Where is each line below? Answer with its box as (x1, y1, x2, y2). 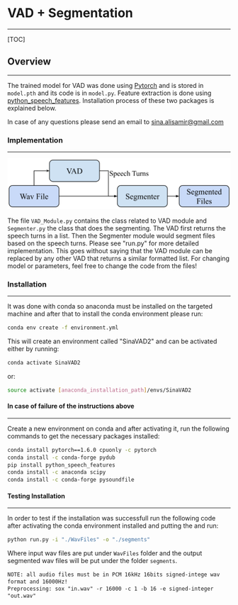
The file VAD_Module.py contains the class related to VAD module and (7, 216, 208, 225)
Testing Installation (7, 492, 65, 500)
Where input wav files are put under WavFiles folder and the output (7, 549, 203, 557)
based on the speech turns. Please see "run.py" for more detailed (7, 239, 200, 248)
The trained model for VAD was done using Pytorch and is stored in (7, 81, 204, 89)
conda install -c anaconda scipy (7, 469, 106, 476)
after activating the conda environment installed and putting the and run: (7, 521, 219, 530)
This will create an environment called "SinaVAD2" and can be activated (7, 337, 217, 345)
